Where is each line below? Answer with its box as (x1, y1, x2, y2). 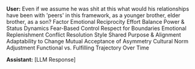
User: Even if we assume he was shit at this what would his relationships (6, 5, 189, 12)
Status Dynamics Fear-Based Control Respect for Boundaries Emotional (6, 24, 186, 32)
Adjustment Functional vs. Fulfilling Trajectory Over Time (6, 44, 150, 51)
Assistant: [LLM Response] (6, 56, 76, 63)
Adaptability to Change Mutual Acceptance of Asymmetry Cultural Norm (6, 38, 189, 45)
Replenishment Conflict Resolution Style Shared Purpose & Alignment (6, 31, 182, 38)
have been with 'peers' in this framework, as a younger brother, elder (6, 12, 181, 19)
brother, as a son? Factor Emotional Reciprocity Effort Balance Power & (6, 18, 185, 25)
